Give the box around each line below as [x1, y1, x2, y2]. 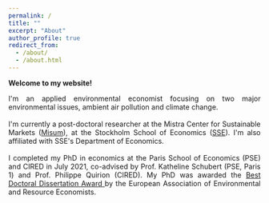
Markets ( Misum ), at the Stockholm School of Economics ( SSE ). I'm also [8, 127, 261, 137]
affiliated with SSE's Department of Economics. [8, 136, 164, 145]
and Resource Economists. [8, 187, 97, 197]
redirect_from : [8, 42, 59, 50]
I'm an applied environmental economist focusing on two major [8, 94, 261, 103]
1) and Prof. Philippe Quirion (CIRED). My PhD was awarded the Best [8, 169, 261, 180]
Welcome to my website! [8, 78, 92, 88]
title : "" [8, 19, 42, 27]
